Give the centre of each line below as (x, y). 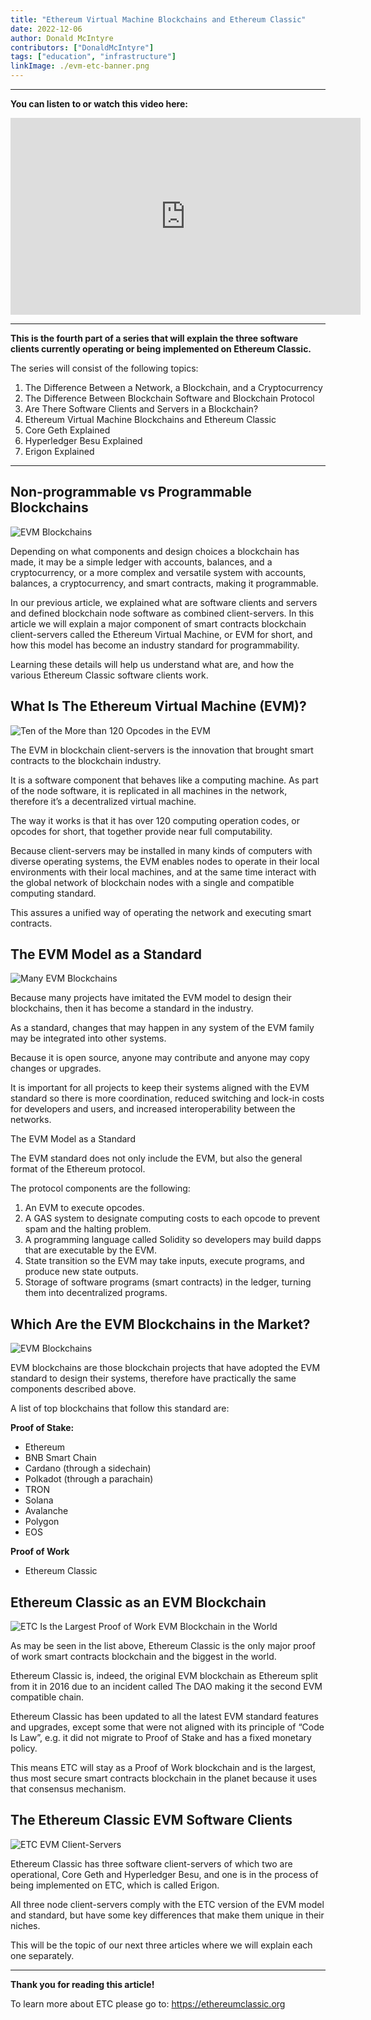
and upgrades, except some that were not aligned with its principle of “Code (167, 1727)
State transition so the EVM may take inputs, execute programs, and (164, 1261)
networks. (31, 1120)
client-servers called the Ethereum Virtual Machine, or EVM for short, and (161, 634)
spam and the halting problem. (88, 1229)
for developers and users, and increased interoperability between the (153, 1109)
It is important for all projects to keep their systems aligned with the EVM (160, 1088)
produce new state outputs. (81, 1272)
